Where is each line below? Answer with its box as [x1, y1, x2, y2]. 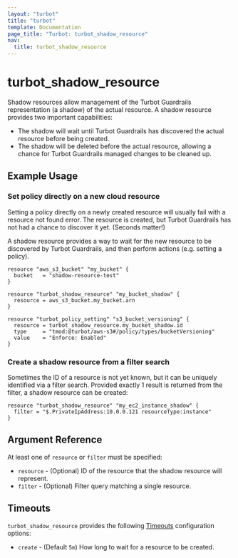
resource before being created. [17, 134, 110, 143]
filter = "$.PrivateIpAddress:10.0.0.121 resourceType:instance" [14, 408, 212, 415]
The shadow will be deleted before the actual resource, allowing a [17, 142, 212, 150]
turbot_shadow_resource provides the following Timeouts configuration [7, 521, 215, 529]
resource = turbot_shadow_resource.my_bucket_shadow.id [14, 321, 183, 329]
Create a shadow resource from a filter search [7, 357, 170, 367]
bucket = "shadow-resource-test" [14, 272, 120, 279]
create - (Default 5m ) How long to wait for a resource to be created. [17, 542, 214, 551]
